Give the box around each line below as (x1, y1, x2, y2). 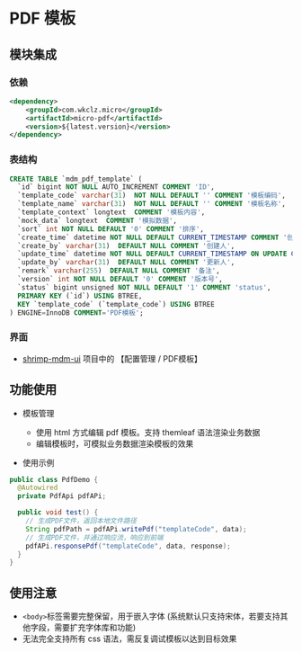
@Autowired (17, 483, 58, 493)
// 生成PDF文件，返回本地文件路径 (25, 516, 138, 526)
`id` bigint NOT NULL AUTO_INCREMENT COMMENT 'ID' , (17, 183, 216, 192)
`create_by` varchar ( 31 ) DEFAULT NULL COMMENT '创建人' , (17, 241, 235, 250)
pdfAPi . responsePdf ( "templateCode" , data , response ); (25, 541, 231, 550)
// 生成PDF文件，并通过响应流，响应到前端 (25, 532, 164, 542)
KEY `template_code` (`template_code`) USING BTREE (17, 299, 216, 308)
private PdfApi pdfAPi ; (17, 492, 106, 501)
